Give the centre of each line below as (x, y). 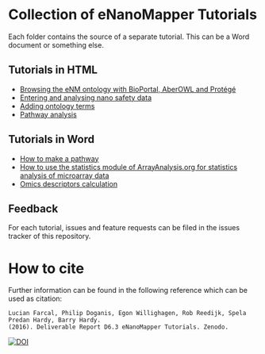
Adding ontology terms (57, 106)
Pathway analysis (48, 114)
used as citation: (35, 298)
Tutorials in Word (52, 139)
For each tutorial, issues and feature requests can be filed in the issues (124, 228)
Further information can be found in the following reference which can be (128, 291)
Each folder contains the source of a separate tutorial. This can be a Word (129, 37)
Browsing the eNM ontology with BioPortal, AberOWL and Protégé (128, 89)
